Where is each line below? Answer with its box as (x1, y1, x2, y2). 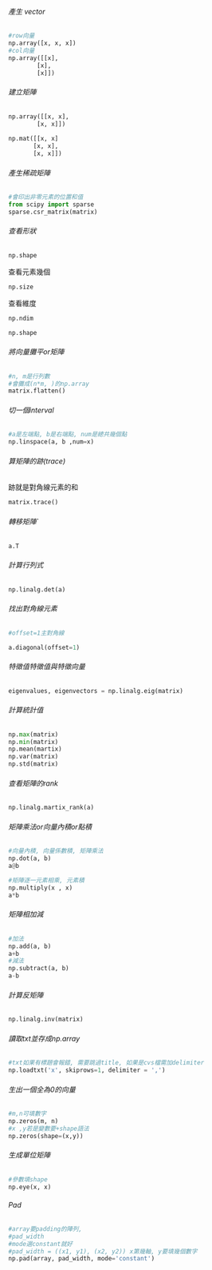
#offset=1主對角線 (8, 629, 65, 637)
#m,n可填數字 (8, 1110, 47, 1118)
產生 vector (8, 6, 45, 16)
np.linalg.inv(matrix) (8, 1015, 84, 1024)
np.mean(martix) (8, 745, 62, 754)
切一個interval (8, 405, 54, 415)
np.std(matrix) (8, 760, 59, 768)
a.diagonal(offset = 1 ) (8, 643, 80, 651)
